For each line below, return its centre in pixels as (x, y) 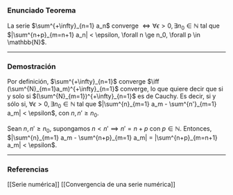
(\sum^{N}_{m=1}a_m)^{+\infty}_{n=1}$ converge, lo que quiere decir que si (115, 89)
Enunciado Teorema (42, 10)
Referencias (28, 169)
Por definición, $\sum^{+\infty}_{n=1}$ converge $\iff (83, 82)
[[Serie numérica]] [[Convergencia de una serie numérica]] (91, 185)
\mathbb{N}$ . (27, 42)
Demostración (32, 66)
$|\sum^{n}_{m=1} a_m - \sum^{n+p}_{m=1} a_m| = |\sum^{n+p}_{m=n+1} (113, 138)
